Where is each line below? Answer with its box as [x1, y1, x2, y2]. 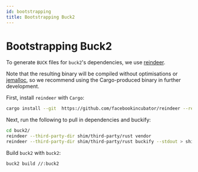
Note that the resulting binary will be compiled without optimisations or [6, 70, 178, 77]
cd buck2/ [6, 128, 31, 134]
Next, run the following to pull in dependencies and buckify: [6, 116, 151, 124]
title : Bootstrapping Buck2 [6, 14, 75, 20]
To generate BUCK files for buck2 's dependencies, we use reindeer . [6, 59, 166, 66]
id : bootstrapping [6, 8, 51, 15]
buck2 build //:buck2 [6, 160, 60, 167]
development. [6, 83, 39, 90]
